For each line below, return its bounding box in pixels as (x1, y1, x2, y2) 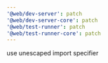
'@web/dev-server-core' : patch (6, 17, 98, 24)
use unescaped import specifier (6, 49, 99, 57)
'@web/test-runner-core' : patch (6, 29, 101, 37)
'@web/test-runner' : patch (6, 23, 86, 30)
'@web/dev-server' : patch (6, 10, 82, 17)
